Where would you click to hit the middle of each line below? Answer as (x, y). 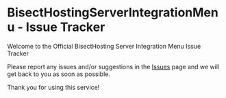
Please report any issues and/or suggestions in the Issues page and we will (113, 66)
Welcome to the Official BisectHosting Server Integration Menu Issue (104, 46)
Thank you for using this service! (53, 87)
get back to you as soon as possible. (59, 74)
